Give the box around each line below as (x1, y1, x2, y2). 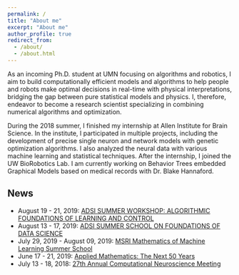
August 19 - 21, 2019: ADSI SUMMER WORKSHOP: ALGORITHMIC (17, 206, 210, 214)
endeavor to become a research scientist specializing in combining (7, 100, 205, 108)
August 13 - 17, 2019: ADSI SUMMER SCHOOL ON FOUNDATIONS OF (17, 222, 221, 230)
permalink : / (7, 10, 46, 18)
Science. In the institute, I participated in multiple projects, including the (7, 129, 218, 137)
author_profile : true (7, 30, 72, 38)
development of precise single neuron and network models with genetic (7, 136, 219, 145)
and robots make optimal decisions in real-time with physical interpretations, (7, 85, 233, 93)
